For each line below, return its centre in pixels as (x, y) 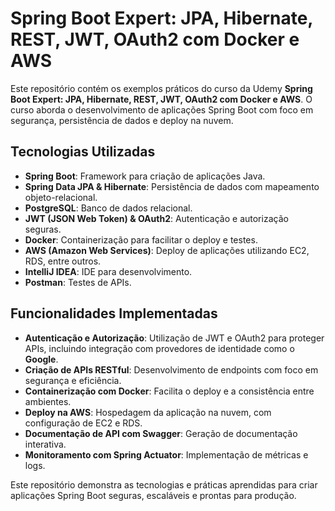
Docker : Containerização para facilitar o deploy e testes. (141, 239)
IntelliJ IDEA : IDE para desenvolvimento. (108, 271)
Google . (41, 359)
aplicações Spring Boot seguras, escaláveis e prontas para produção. (153, 495)
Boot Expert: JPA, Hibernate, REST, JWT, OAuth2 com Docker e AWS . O (161, 99)
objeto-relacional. (61, 197)
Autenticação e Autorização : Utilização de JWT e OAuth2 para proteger (174, 338)
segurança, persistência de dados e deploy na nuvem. (122, 120)
